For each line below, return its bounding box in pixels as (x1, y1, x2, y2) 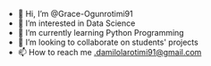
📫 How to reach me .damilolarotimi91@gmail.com (17, 47, 202, 57)
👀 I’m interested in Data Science (17, 18, 136, 29)
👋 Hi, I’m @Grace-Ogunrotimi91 (17, 9, 133, 19)
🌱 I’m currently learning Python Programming (17, 28, 185, 37)
